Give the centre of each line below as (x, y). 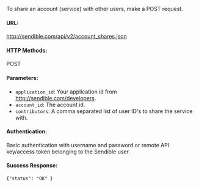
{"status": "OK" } (30, 179)
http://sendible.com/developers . (56, 98)
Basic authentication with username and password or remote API (88, 145)
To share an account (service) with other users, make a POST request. (95, 9)
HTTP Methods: (27, 50)
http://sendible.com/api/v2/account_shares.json (67, 37)
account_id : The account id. (50, 105)
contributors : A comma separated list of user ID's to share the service (104, 111)
